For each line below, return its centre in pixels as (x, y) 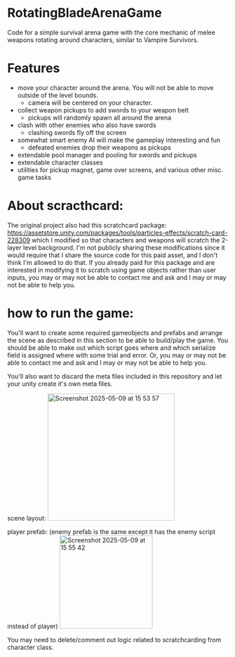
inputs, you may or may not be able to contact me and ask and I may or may (117, 277)
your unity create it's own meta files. (60, 384)
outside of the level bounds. (58, 95)
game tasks (34, 177)
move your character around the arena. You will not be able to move (115, 87)
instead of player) (33, 626)
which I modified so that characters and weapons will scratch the (126, 240)
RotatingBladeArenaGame (85, 13)
